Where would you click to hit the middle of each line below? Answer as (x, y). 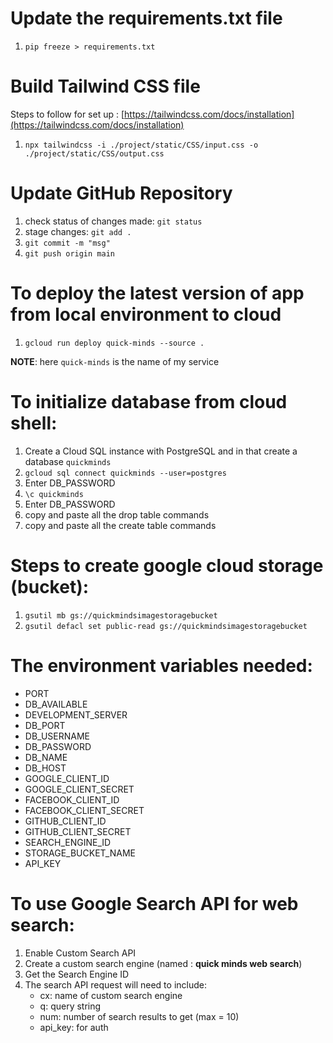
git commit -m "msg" (67, 243)
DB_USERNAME (57, 736)
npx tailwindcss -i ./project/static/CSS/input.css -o (141, 145)
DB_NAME (46, 757)
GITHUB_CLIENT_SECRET (78, 831)
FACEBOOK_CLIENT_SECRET (84, 810)
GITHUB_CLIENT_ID (65, 821)
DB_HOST (45, 768)
